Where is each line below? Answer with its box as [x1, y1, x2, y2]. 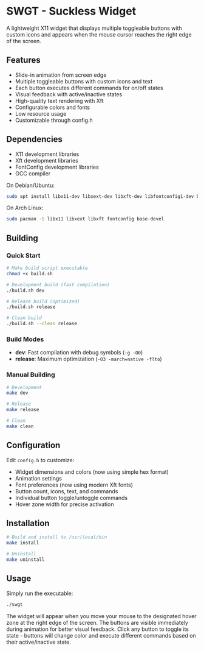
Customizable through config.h [15, 116, 93, 124]
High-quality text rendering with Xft [15, 97, 104, 104]
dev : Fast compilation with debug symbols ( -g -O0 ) [15, 349, 143, 356]
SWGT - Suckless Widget [6, 4, 137, 18]
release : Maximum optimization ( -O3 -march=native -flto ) [15, 355, 162, 363]
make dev [6, 390, 29, 396]
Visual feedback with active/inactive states [15, 90, 123, 98]
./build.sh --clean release [6, 321, 78, 327]
